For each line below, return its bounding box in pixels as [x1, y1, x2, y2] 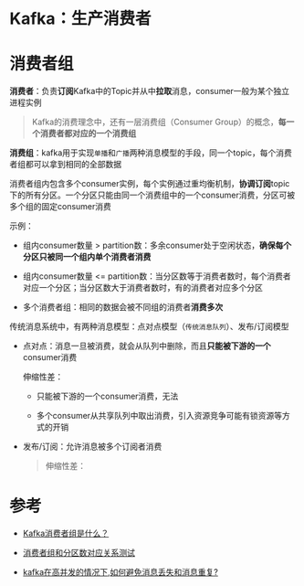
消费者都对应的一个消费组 [39, 128, 137, 139]
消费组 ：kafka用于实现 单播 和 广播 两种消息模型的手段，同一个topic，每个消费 [9, 147, 292, 158]
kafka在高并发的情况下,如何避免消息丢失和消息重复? [22, 567, 219, 578]
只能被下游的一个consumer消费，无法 [36, 390, 179, 402]
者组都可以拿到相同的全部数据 [9, 159, 121, 170]
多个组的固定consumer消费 [9, 201, 112, 212]
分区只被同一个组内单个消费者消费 [22, 251, 152, 262]
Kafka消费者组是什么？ [22, 527, 110, 539]
